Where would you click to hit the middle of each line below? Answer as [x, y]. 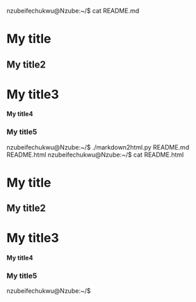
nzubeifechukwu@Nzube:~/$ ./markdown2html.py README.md [98, 147]
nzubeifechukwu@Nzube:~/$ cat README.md [73, 11]
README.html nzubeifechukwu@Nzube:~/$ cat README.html [95, 154]
